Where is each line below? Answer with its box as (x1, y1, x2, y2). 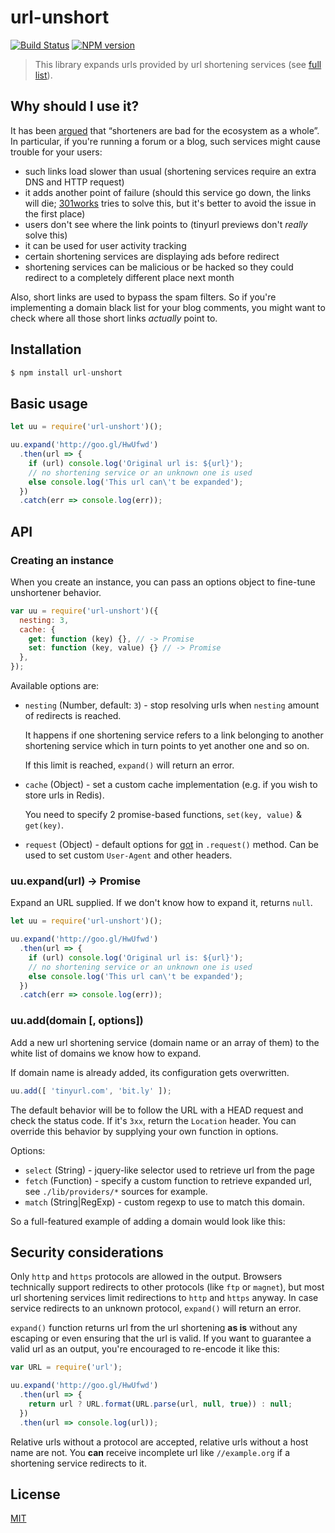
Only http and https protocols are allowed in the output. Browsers (10, 1271, 283, 1283)
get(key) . (24, 819, 65, 831)
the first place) (24, 207, 86, 220)
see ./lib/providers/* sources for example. (24, 1185, 208, 1197)
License (10, 1486, 61, 1503)
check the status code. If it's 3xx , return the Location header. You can (10, 1114, 297, 1126)
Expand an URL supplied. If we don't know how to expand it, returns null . (10, 897, 313, 909)
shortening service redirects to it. (10, 1457, 147, 1469)
